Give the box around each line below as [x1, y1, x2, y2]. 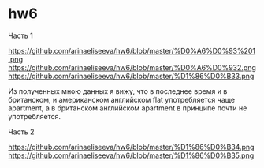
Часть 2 [8, 127, 35, 136]
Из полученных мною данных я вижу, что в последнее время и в [8, 86, 228, 95]
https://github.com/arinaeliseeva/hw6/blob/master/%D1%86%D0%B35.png [8, 151, 255, 160]
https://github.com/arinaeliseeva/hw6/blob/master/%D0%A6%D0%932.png [8, 62, 256, 72]
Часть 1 [8, 31, 33, 40]
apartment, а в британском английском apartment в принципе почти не [8, 103, 247, 113]
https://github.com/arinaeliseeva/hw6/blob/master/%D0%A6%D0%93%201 [8, 46, 256, 55]
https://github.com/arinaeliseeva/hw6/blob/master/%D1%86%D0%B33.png [8, 71, 255, 80]
